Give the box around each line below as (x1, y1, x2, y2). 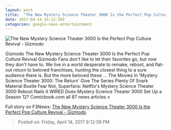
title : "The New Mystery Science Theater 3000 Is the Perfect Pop (5, 12, 152, 17)
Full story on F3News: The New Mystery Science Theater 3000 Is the (5, 104, 151, 110)
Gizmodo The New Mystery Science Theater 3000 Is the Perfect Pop (5, 51, 150, 57)
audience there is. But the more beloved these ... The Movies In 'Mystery (5, 72, 158, 79)
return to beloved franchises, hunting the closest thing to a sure (13, 67, 147, 73)
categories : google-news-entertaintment (5, 21, 93, 27)
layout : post (5, 7, 33, 13)
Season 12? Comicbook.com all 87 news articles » (5, 94, 110, 100)
